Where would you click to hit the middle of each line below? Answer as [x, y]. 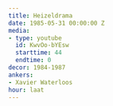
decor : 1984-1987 [37, 68]
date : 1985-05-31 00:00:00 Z [56, 23]
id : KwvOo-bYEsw [42, 45]
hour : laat [26, 90]
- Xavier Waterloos [41, 82]
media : [19, 30]
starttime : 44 [39, 53]
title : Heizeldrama [41, 16]
